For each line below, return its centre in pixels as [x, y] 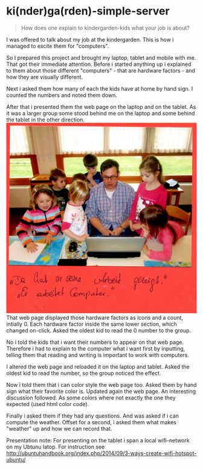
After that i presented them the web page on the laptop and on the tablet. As [101, 106]
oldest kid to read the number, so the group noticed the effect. [84, 373]
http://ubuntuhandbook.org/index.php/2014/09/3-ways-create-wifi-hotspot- [101, 453]
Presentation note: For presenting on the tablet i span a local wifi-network [98, 440]
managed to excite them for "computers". [58, 46]
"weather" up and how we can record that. [59, 429]
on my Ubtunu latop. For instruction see [56, 447]
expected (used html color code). [48, 404]
